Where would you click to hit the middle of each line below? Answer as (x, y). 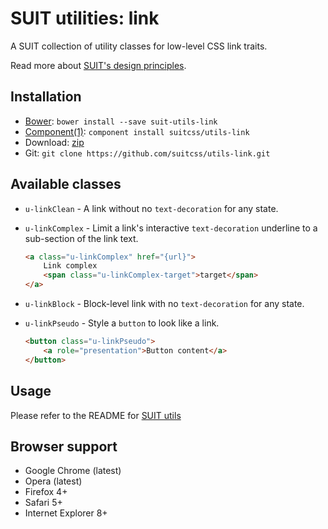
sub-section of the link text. (81, 238)
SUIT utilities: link (85, 18)
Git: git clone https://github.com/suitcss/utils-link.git (147, 153)
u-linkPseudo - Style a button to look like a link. (122, 323)
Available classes (66, 184)
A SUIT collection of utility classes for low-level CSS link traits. (139, 46)
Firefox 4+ (46, 492)
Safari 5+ (43, 503)
